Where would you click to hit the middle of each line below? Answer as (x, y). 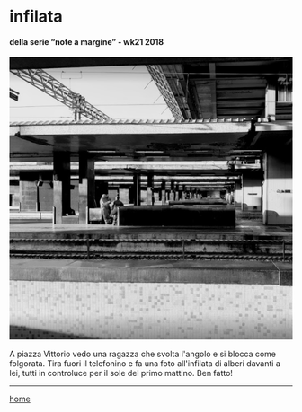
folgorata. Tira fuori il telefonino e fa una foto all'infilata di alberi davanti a (145, 364)
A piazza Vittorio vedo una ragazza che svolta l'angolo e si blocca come (143, 354)
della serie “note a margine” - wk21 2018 (87, 41)
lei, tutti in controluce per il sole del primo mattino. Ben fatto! (121, 373)
